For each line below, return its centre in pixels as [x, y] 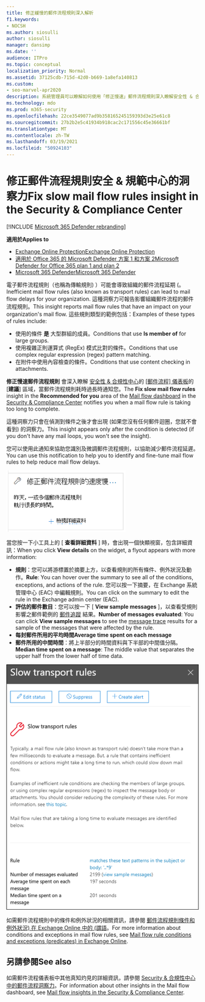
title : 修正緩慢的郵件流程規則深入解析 [50, 13]
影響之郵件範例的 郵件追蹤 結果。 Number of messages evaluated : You [104, 614]
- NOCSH [16, 26]
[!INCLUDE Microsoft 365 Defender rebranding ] [66, 227]
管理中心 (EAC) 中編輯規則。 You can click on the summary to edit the [102, 592]
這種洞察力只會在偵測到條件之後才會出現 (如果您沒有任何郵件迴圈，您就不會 [102, 421]
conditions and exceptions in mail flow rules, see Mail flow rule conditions [99, 934]
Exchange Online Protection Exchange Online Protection [85, 251]
